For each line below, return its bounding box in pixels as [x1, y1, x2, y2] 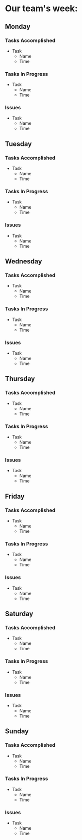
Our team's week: [5, 3, 78, 14]
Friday [5, 492, 25, 500]
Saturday [5, 609, 33, 618]
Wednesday [5, 257, 42, 266]
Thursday [5, 375, 35, 383]
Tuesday [5, 140, 32, 148]
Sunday [5, 727, 29, 736]
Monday [5, 22, 31, 31]
